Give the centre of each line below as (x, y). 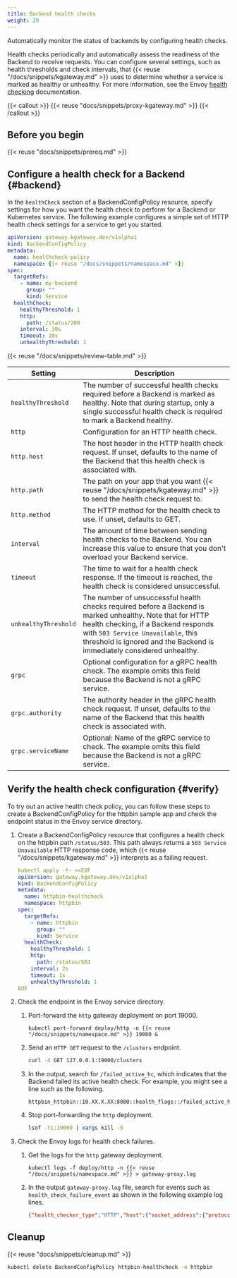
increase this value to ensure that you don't (154, 548)
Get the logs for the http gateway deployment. (96, 1155)
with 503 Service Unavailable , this (140, 633)
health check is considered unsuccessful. (152, 586)
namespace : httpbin (53, 903)
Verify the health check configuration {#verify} (113, 790)
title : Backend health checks (52, 14)
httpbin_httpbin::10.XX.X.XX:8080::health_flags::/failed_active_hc (131, 1102)
